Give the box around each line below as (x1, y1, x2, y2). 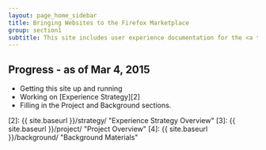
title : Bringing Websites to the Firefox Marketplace (8, 19, 190, 27)
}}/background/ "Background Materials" (8, 133, 139, 142)
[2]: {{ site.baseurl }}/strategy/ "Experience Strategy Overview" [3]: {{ (8, 116, 236, 126)
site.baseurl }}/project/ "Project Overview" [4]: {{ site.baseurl (8, 124, 208, 134)
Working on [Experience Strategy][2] (19, 92, 141, 102)
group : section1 (8, 26, 62, 34)
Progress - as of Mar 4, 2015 (8, 62, 150, 76)
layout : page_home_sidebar (8, 11, 97, 20)
